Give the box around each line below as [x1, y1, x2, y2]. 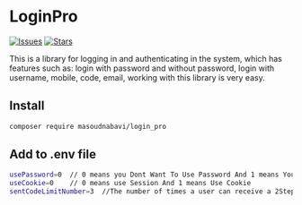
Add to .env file [9, 147, 97, 162]
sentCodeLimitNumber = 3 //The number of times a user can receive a [9, 187, 271, 196]
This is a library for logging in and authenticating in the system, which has [9, 53, 283, 64]
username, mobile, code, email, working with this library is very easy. [9, 72, 265, 82]
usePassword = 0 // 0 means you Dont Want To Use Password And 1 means [9, 170, 280, 180]
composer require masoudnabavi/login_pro [9, 122, 167, 131]
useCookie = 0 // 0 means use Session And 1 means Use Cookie [9, 179, 252, 188]
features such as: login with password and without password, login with [9, 63, 275, 73]
